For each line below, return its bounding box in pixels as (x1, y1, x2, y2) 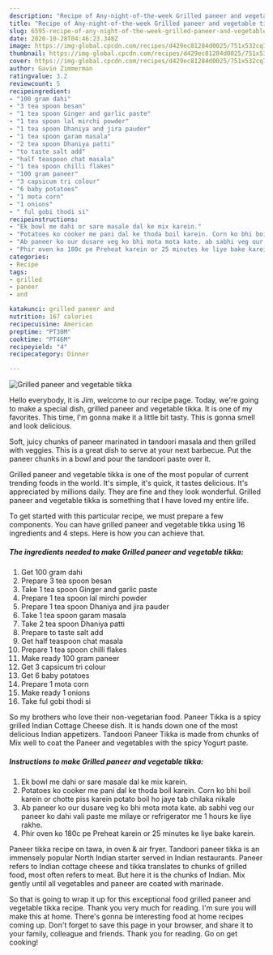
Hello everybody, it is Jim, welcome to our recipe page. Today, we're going (9, 395, 259, 405)
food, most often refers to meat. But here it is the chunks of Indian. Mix (9, 870, 245, 880)
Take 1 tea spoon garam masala (20, 611, 126, 620)
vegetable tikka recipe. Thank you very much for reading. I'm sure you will (9, 903, 257, 913)
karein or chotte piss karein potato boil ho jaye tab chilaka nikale (20, 795, 236, 804)
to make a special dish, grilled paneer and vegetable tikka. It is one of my (9, 404, 253, 414)
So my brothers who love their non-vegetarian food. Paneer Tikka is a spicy (9, 712, 262, 722)
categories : (9, 253, 49, 261)
